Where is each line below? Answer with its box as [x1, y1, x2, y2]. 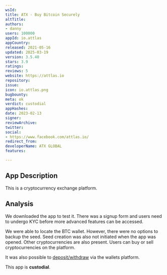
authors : [5, 21, 24, 27]
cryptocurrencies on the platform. [5, 244, 76, 250]
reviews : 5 [5, 69, 28, 74]
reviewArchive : [5, 120, 37, 125]
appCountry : [5, 40, 30, 45]
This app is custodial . [5, 264, 50, 270]
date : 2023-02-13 [5, 111, 42, 116]
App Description [5, 171, 58, 180]
